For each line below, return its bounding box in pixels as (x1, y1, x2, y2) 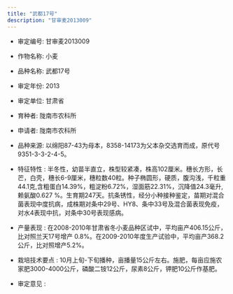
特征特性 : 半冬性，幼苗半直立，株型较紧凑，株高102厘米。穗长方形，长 (17, 164, 223, 173)
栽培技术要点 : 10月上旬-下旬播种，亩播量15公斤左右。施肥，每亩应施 (17, 255, 216, 264)
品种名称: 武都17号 (17, 66, 71, 75)
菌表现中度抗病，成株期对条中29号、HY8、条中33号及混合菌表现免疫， (17, 199, 223, 208)
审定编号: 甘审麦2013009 (17, 36, 90, 45)
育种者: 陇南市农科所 (17, 111, 77, 120)
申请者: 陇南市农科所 (17, 126, 77, 134)
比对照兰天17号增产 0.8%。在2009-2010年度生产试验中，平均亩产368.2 (17, 232, 224, 240)
